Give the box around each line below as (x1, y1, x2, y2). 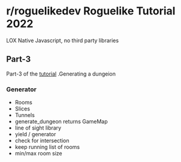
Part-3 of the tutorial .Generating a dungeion (6, 70, 116, 77)
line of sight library (14, 124, 62, 131)
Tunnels (14, 112, 35, 119)
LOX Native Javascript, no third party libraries (6, 37, 119, 44)
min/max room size (14, 150, 62, 157)
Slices (14, 105, 31, 112)
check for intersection (14, 137, 70, 145)
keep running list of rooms (14, 143, 80, 151)
